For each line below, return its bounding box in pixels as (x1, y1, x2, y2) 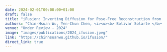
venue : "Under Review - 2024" (5, 26, 68, 31)
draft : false (5, 12, 32, 17)
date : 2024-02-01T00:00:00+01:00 (5, 7, 75, 12)
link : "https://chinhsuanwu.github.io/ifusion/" (5, 35, 108, 40)
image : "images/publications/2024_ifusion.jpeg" (5, 30, 108, 35)
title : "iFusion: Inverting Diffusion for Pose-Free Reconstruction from (5, 16, 162, 21)
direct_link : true (5, 40, 43, 45)
